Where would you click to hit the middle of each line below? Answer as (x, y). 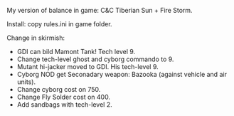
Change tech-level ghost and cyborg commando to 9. (95, 59)
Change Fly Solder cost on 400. (64, 97)
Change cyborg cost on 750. (59, 89)
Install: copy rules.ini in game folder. (59, 24)
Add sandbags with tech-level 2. (65, 105)
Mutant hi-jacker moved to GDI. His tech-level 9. (87, 67)
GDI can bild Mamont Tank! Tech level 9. (76, 52)
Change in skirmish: (36, 38)
